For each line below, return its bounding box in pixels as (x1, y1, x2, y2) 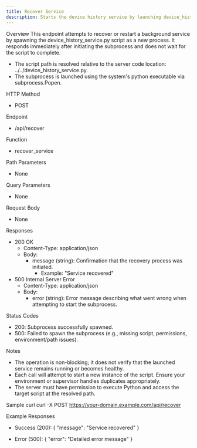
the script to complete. (6, 49, 61, 56)
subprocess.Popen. (14, 79, 62, 86)
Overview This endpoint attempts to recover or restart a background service (6, 30, 191, 37)
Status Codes (6, 312, 39, 319)
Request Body (6, 204, 40, 211)
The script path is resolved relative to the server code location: (14, 60, 167, 68)
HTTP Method (6, 90, 40, 97)
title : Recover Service (6, 8, 64, 15)
